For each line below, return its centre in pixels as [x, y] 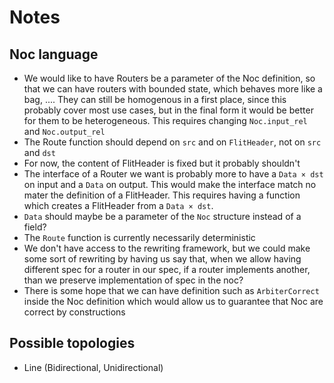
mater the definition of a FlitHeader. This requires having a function [162, 195]
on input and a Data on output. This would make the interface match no [170, 184]
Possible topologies [72, 343]
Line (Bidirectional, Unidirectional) [93, 367]
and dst [39, 152]
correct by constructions [74, 312]
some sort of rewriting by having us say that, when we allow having [162, 259]
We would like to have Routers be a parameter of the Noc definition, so [169, 78]
